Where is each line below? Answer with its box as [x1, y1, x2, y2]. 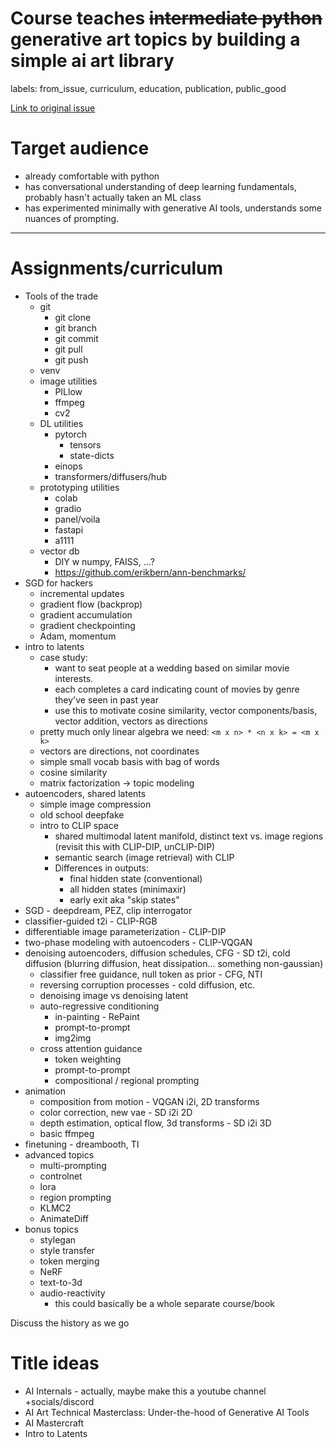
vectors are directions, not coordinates [39, 745, 200, 757]
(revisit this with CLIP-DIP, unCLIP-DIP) [54, 840, 216, 852]
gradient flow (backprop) [39, 598, 143, 610]
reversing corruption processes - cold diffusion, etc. [39, 978, 255, 991]
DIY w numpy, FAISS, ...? [54, 555, 155, 567]
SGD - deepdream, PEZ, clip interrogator [24, 904, 193, 916]
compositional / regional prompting [54, 1074, 200, 1086]
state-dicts [69, 449, 115, 461]
